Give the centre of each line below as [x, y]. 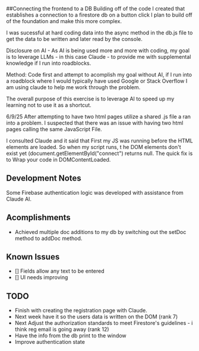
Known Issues [33, 257]
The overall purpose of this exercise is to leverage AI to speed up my [90, 99]
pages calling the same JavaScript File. [54, 129]
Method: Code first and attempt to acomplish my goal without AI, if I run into [99, 75]
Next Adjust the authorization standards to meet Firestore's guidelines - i [104, 323]
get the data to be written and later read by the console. [74, 39]
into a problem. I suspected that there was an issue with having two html [95, 123]
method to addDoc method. [48, 238]
